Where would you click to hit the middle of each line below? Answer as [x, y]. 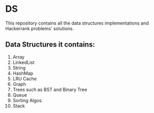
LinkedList [24, 62]
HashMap [23, 73]
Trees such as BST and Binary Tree [50, 89]
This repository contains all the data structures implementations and [77, 23]
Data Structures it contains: [50, 45]
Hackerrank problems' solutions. [40, 28]
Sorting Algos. [28, 100]
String [19, 67]
